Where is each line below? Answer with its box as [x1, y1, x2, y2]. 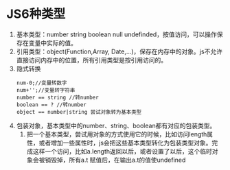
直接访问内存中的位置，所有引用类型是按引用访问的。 [16, 56, 168, 64]
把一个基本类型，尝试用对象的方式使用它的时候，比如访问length [26, 130, 207, 138]
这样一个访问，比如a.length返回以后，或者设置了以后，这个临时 [32, 147, 212, 155]
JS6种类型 [6, 6, 66, 22]
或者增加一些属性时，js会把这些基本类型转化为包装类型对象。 [38, 138, 212, 147]
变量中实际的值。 [28, 38, 77, 47]
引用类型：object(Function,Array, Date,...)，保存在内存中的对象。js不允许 [16, 47, 222, 56]
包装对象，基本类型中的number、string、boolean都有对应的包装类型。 [16, 121, 216, 130]
